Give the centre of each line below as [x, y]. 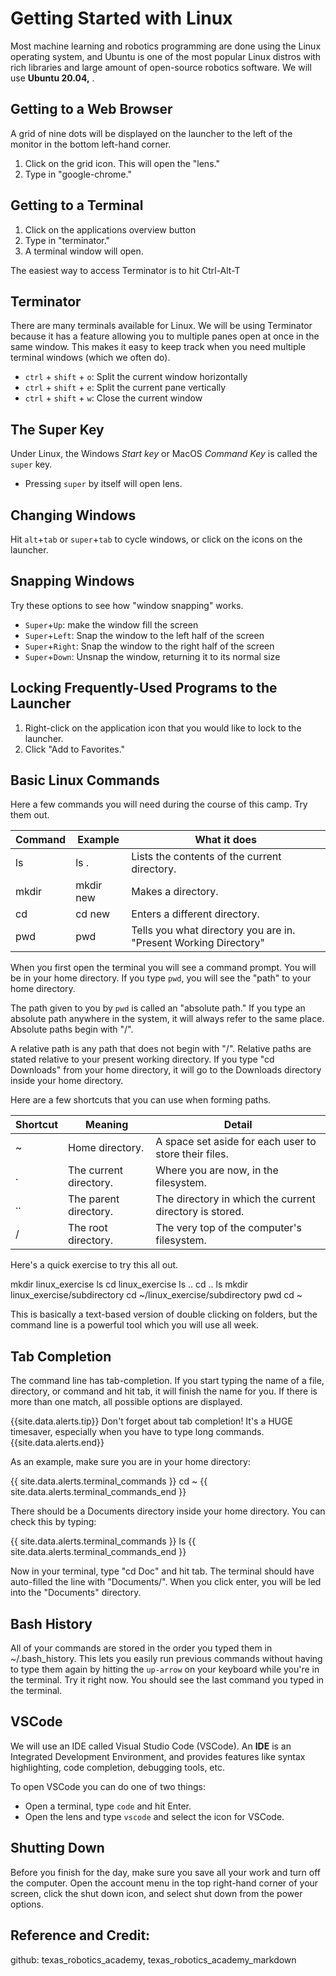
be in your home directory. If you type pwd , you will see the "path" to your [161, 978]
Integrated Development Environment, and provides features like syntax [158, 1756]
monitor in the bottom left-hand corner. [91, 144]
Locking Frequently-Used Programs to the [144, 688]
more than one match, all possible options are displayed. [126, 1402]
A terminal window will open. [84, 251]
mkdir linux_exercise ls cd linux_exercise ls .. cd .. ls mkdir [129, 1284]
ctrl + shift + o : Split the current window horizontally [136, 377]
